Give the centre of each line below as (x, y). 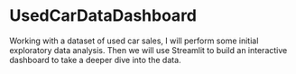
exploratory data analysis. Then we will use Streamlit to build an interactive (148, 50)
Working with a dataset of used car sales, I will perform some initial (134, 41)
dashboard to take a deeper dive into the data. (96, 60)
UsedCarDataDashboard (103, 16)
